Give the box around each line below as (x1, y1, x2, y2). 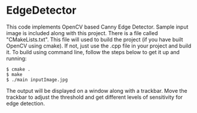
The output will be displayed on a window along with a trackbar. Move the (6, 87, 187, 94)
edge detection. (6, 99, 45, 107)
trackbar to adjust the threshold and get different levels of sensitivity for (6, 93, 183, 101)
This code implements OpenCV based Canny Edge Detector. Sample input (6, 23, 189, 30)
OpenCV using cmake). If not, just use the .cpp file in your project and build (6, 42, 192, 49)
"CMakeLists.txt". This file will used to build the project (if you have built (6, 36, 183, 43)
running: (6, 55, 27, 62)
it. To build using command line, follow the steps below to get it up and (6, 48, 180, 55)
